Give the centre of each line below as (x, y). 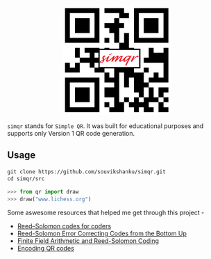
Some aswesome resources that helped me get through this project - (106, 213)
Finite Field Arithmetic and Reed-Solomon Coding (88, 241)
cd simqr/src (26, 179)
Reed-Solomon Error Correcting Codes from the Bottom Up (102, 234)
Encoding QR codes (45, 249)
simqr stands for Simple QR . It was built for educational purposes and (105, 126)
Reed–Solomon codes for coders (64, 226)
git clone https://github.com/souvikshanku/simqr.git (87, 172)
